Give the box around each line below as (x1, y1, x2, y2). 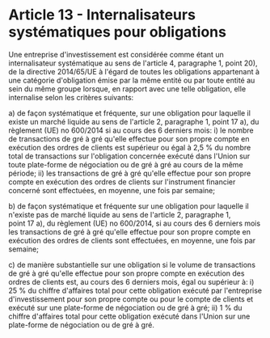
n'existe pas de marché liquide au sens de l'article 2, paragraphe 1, (8, 209, 231, 219)
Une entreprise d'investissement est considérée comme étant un (8, 49, 224, 59)
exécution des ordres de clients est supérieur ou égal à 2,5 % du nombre (8, 142, 251, 152)
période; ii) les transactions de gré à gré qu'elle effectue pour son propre (8, 168, 251, 178)
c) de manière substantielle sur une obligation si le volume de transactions (8, 260, 256, 269)
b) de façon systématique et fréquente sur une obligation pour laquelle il (8, 201, 249, 211)
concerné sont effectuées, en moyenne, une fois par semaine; (8, 185, 216, 195)
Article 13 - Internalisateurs (8, 6, 196, 24)
